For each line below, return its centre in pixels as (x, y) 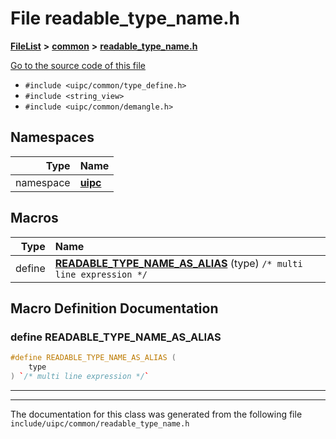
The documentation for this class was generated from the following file (156, 414)
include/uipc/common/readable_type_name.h (100, 423)
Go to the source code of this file (78, 65)
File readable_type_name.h (125, 18)
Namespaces (52, 137)
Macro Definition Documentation (114, 308)
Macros (34, 218)
